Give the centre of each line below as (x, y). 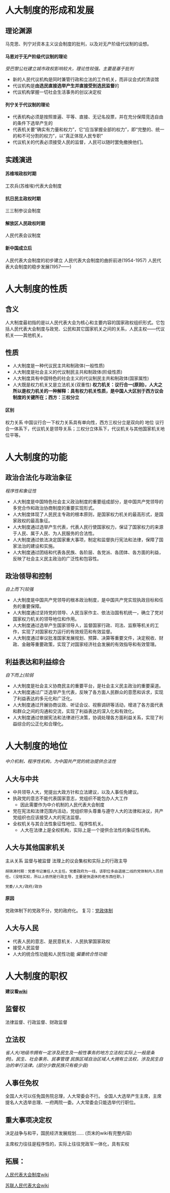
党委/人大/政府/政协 (24, 886)
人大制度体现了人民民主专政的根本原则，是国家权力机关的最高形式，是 (86, 514)
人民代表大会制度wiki (27, 1174)
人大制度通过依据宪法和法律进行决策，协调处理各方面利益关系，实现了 (86, 718)
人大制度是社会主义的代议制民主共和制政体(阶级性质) (68, 372)
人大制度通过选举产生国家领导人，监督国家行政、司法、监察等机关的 (83, 625)
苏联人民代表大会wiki (27, 1185)
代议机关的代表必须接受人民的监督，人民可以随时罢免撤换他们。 (79, 142)
